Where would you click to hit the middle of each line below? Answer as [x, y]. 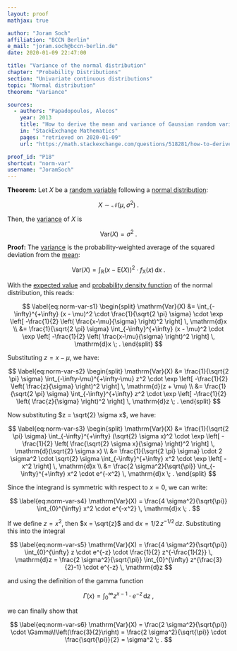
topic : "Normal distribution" [52, 85]
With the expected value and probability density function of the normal [110, 285]
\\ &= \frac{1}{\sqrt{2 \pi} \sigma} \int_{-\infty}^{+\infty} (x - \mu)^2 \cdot [119, 328]
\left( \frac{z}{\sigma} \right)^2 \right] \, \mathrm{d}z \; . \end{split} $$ [119, 401]
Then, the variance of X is [45, 219]
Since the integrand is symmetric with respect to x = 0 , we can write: [108, 487]
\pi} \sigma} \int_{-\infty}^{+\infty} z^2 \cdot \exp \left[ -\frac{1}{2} [131, 393]
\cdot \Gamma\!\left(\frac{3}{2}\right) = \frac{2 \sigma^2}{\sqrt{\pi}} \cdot [119, 632]
